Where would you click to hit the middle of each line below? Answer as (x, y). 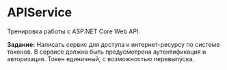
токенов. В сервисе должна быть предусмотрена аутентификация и (107, 52)
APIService (40, 13)
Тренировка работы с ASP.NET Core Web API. (74, 31)
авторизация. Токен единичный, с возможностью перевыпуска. (101, 58)
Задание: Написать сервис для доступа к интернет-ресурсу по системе (113, 44)
